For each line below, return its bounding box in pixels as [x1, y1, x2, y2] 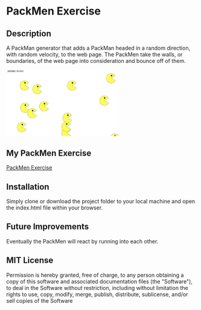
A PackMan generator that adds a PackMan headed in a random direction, [6, 44, 191, 51]
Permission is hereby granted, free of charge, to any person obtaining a [6, 271, 184, 279]
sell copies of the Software [6, 297, 73, 304]
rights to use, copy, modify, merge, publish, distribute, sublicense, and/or [6, 291, 188, 298]
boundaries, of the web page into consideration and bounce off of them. [6, 58, 186, 64]
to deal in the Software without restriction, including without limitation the [6, 284, 188, 291]
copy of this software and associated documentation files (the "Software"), [6, 277, 193, 285]
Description [6, 28, 51, 39]
